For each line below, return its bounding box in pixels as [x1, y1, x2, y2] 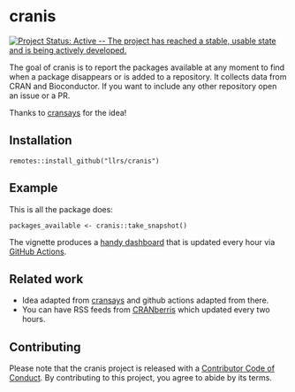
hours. [21, 314, 46, 325]
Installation [9, 133, 72, 148]
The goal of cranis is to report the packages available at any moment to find [9, 62, 285, 73]
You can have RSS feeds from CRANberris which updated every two [21, 304, 271, 315]
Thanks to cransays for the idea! [9, 107, 127, 118]
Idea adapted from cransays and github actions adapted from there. [21, 295, 269, 306]
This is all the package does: [9, 204, 113, 214]
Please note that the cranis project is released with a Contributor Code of [9, 363, 276, 373]
